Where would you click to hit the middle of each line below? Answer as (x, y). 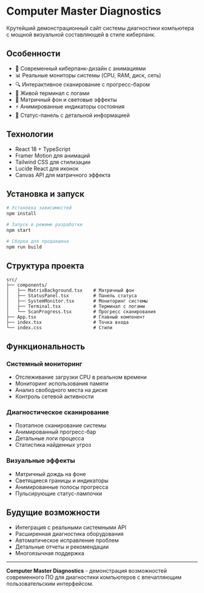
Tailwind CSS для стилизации (53, 162)
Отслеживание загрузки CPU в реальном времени (81, 377)
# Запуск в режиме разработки (45, 225)
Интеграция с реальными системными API (70, 527)
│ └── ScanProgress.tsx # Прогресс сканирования (81, 312)
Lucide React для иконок (47, 168)
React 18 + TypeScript (43, 149)
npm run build (24, 247)
